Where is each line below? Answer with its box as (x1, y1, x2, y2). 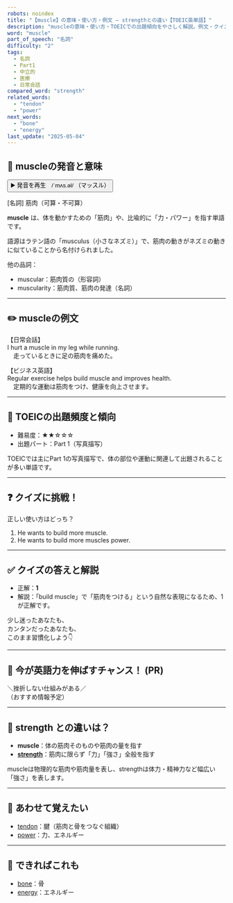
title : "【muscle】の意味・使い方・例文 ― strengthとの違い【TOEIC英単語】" (7, 17, 212, 24)
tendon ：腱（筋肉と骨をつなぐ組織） (17, 822, 123, 830)
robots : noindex (7, 10, 54, 17)
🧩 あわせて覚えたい (7, 802, 89, 814)
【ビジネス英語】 (7, 366, 56, 374)
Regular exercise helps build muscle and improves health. (7, 374, 172, 382)
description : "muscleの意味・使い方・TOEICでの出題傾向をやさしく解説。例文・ (7, 23, 214, 30)
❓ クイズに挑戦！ (7, 492, 78, 504)
